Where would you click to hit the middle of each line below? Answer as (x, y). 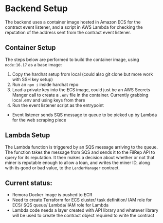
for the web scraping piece (39, 120)
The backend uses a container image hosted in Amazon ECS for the (73, 22)
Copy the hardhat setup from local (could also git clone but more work (82, 74)
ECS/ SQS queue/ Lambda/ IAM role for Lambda (60, 205)
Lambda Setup (27, 135)
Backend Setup (36, 9)
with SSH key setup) (32, 79)
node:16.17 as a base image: (34, 64)
